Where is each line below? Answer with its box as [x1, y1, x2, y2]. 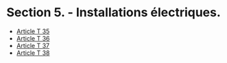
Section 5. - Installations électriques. [6, 5, 221, 20]
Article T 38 [16, 49, 50, 57]
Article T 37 [16, 41, 49, 49]
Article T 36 [16, 34, 50, 42]
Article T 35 [16, 27, 50, 35]
